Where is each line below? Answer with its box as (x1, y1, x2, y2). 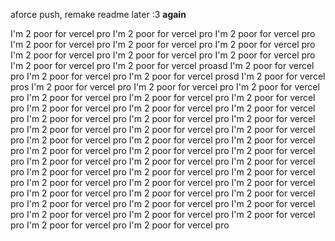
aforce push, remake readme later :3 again (10, 9, 187, 20)
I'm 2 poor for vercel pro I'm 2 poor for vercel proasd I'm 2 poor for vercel (10, 60, 315, 71)
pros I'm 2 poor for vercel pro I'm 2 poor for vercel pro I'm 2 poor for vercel (10, 81, 320, 93)
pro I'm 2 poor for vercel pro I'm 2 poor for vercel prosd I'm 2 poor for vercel (10, 70, 326, 82)
